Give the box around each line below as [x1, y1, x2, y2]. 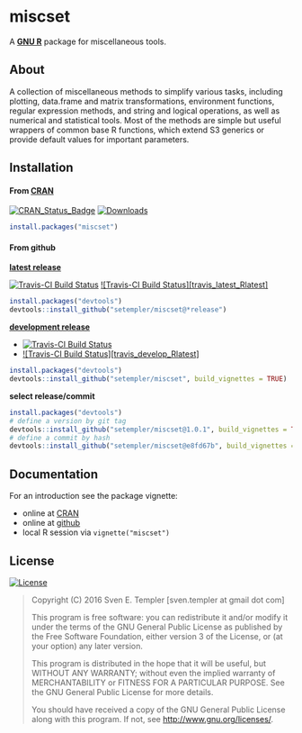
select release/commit [9, 390, 96, 402]
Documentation [9, 466, 99, 482]
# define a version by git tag [9, 416, 127, 425]
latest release [9, 262, 61, 273]
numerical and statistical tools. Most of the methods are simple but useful [9, 114, 281, 125]
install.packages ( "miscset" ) [9, 222, 119, 231]
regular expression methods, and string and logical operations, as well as [9, 105, 280, 116]
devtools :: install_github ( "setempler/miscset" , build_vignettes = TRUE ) [9, 375, 288, 384]
